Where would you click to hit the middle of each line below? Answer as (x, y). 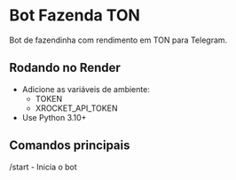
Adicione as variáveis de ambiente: (86, 89)
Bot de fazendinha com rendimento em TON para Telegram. (118, 40)
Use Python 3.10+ (54, 117)
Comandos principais (70, 146)
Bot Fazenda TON (75, 16)
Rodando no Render (65, 68)
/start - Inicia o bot (43, 167)
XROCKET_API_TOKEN (76, 108)
